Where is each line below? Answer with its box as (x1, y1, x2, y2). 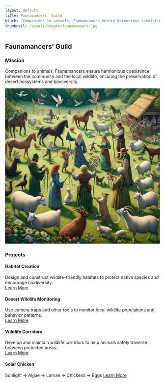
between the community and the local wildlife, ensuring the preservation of (5, 73, 157, 79)
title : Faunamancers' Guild (5, 13, 63, 18)
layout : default (5, 8, 38, 13)
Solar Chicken (5, 361, 34, 367)
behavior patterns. (5, 312, 43, 318)
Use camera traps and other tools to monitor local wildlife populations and (5, 307, 155, 313)
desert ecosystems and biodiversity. (5, 79, 79, 84)
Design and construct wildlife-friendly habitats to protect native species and (5, 274, 159, 280)
